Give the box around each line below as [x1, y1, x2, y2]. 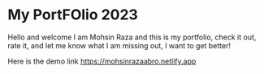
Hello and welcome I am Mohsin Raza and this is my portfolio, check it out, [7, 32, 257, 42]
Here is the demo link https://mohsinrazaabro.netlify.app [7, 56, 197, 66]
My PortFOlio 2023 [7, 6, 139, 24]
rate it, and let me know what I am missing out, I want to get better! [7, 40, 231, 50]
